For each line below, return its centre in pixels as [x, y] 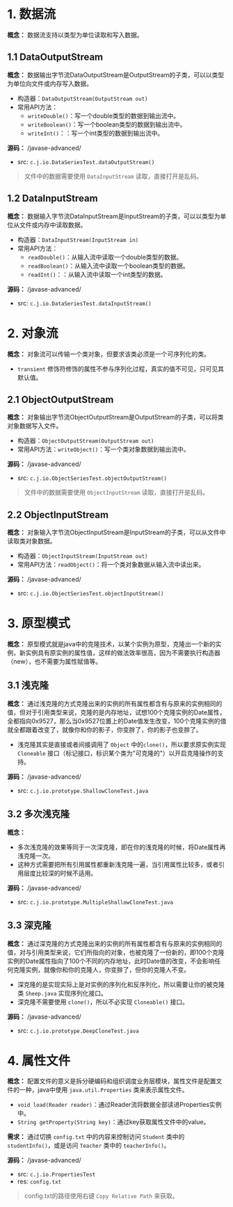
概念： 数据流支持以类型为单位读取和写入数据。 [75, 35]
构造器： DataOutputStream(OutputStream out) [82, 98]
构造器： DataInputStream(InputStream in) [78, 239]
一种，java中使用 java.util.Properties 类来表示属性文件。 [104, 1090]
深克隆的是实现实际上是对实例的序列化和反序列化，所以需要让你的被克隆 [121, 984]
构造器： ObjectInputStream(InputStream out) [82, 556]
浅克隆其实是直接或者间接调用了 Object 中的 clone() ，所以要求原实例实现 [121, 744]
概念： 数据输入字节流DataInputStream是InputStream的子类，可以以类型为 [114, 216]
